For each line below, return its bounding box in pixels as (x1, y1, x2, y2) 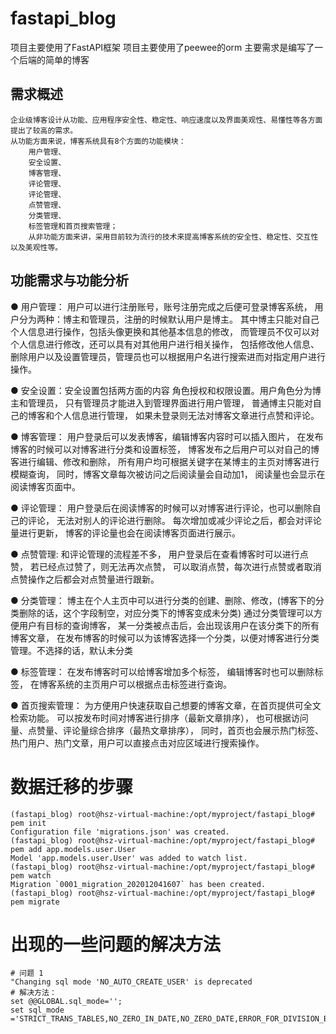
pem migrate (10, 897, 60, 907)
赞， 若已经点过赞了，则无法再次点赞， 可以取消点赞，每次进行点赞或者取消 (10, 560, 322, 572)
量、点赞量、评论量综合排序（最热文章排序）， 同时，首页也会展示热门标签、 (10, 724, 324, 736)
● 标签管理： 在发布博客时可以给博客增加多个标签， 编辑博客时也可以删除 (10, 665, 315, 677)
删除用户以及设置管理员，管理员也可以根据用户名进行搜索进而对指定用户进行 (10, 350, 326, 362)
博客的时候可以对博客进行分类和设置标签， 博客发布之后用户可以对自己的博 (10, 443, 320, 455)
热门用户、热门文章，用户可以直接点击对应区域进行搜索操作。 (10, 737, 265, 749)
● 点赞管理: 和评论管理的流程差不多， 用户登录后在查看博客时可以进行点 (10, 548, 309, 560)
